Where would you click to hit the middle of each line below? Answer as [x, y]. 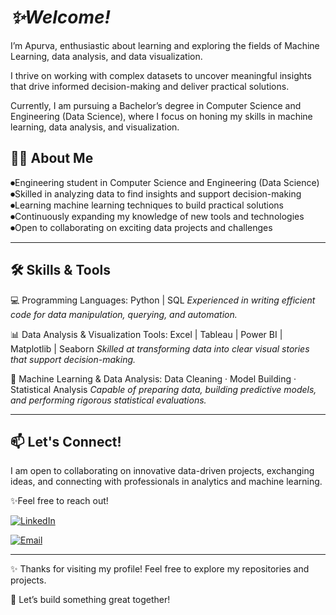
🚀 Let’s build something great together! [90, 600]
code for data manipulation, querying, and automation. [124, 314]
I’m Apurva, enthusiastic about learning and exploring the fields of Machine [165, 45]
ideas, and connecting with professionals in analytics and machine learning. [166, 482]
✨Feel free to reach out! [59, 501]
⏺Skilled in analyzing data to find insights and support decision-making [156, 193]
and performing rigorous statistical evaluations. [108, 400]
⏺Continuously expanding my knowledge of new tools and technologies [157, 216]
